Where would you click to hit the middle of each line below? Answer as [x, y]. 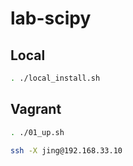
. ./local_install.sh [55, 78]
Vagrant [36, 109]
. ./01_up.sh [37, 132]
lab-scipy [51, 18]
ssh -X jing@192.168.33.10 [66, 150]
